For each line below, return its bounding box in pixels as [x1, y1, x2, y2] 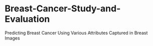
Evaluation [5, 13, 50, 25]
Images [5, 35, 21, 41]
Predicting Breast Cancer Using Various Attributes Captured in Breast [5, 30, 148, 36]
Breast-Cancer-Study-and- [5, 3, 121, 14]
